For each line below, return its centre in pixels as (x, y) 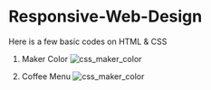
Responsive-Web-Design (105, 17)
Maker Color (45, 58)
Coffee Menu (46, 76)
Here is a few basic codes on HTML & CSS (88, 41)
